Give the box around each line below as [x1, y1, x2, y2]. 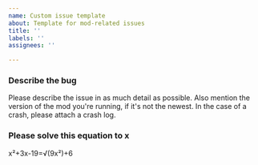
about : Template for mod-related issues [8, 19, 146, 27]
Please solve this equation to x [8, 130, 130, 141]
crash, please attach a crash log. [8, 110, 116, 120]
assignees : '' [8, 42, 56, 50]
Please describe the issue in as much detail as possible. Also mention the [8, 93, 251, 103]
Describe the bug [8, 75, 78, 87]
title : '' [8, 26, 42, 34]
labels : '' [8, 34, 45, 42]
